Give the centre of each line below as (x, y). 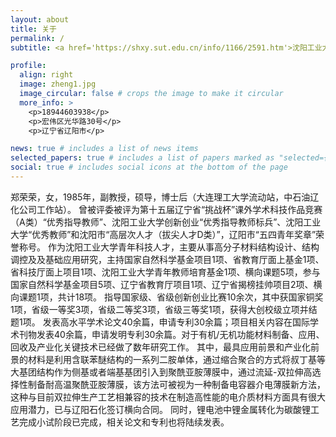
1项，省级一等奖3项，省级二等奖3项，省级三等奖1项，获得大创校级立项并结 (164, 309)
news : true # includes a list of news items (104, 149)
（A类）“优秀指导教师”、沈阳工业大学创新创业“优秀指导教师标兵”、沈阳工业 (166, 222)
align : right (46, 75)
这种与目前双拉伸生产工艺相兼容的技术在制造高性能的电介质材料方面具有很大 (168, 397)
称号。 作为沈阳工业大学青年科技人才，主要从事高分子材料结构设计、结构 (169, 247)
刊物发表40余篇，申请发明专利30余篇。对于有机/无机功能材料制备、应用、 (171, 334)
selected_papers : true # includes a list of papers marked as (142, 158)
